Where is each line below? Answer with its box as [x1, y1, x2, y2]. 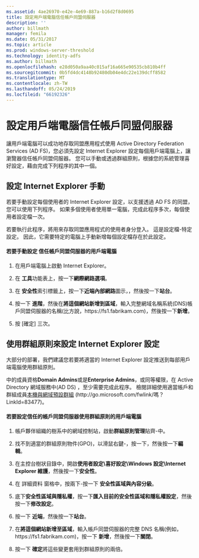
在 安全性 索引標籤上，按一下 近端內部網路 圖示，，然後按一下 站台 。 [14, 287, 175, 294]
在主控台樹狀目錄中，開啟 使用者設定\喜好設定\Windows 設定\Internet [14, 460, 186, 467]
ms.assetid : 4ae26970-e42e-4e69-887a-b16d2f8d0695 [6, 8, 134, 15]
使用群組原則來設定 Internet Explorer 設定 [6, 339, 160, 349]
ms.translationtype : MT [6, 75, 65, 81]
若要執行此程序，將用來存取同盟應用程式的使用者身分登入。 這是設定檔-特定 [6, 225, 192, 232]
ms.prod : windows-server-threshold [6, 48, 94, 53]
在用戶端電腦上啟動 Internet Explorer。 [14, 262, 110, 269]
